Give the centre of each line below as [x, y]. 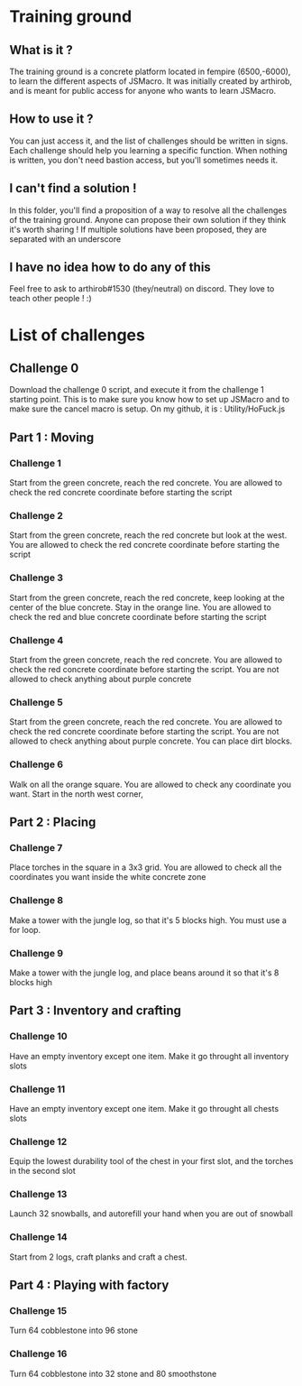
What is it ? [41, 50]
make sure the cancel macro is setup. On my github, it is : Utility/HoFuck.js [147, 409]
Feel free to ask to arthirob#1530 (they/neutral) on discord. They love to [142, 289]
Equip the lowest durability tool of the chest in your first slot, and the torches [151, 1161]
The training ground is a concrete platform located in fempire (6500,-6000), [150, 71]
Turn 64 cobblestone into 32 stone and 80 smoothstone [113, 1373]
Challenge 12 [38, 1141]
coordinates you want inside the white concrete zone [108, 877]
